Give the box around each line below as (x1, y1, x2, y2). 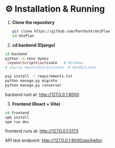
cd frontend (5, 110, 29, 115)
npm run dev (5, 119, 29, 124)
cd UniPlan (12, 33, 34, 38)
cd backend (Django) (12, 42, 56, 48)
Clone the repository (12, 19, 55, 25)
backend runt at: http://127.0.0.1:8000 (5, 91, 80, 98)
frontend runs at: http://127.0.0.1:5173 (5, 128, 79, 134)
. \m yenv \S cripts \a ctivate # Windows (5, 61, 83, 66)
